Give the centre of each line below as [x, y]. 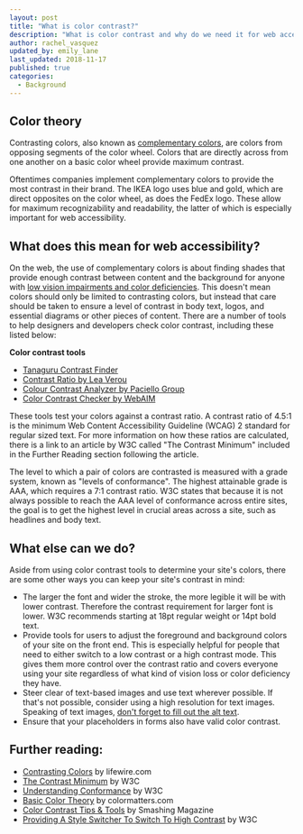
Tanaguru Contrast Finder [70, 370]
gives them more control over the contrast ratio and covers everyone [150, 664]
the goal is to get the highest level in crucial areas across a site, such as [143, 510]
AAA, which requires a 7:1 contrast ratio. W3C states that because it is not [147, 491]
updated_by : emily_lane [54, 51]
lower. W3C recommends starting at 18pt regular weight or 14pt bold [149, 616]
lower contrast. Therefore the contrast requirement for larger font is [147, 607]
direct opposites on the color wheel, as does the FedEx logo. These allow [145, 198]
